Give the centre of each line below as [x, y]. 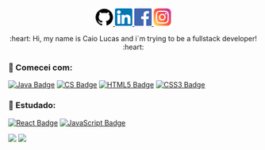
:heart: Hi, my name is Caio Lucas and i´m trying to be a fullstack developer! [133, 38]
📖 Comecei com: [40, 67]
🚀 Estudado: [32, 106]
